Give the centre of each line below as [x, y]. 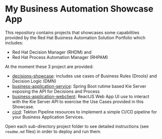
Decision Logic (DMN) [34, 81]
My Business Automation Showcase [79, 9]
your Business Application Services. [48, 117]
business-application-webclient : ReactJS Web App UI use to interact [81, 96]
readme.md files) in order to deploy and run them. [53, 131]
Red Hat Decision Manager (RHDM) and [52, 52]
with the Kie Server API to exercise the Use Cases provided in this [78, 101]
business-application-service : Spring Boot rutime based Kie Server [79, 86]
